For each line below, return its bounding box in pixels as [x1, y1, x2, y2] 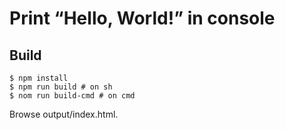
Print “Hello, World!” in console [9, 7, 276, 30]
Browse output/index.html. [9, 108, 119, 120]
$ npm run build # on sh [9, 82, 113, 92]
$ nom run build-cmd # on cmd [9, 91, 136, 101]
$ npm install [9, 73, 69, 83]
